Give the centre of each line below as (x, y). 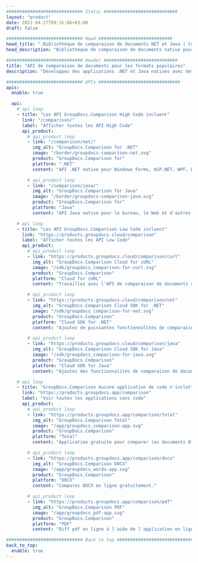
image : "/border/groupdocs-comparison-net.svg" (92, 153)
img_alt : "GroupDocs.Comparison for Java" (85, 191)
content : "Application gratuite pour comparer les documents (109, 442)
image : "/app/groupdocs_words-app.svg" (81, 469)
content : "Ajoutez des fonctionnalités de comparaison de (105, 371)
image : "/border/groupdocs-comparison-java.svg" (93, 197)
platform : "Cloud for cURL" (67, 279)
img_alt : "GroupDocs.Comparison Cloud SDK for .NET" (98, 306)
